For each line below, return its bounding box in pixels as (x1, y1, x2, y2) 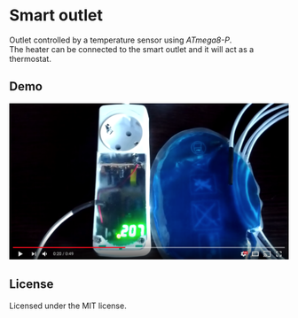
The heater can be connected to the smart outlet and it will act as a (9, 43, 255, 54)
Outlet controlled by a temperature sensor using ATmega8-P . (9, 35, 232, 45)
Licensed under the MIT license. (9, 300, 127, 311)
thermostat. (9, 53, 51, 64)
